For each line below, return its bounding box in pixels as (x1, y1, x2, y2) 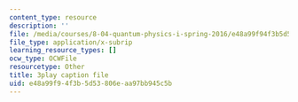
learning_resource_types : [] (9, 46, 117, 55)
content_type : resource (9, 12, 98, 22)
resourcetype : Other (9, 63, 86, 72)
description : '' (9, 21, 69, 30)
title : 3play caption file (9, 71, 109, 80)
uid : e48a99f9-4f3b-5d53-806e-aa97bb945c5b (9, 79, 173, 88)
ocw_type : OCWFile (9, 54, 77, 63)
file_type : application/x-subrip (9, 37, 133, 47)
